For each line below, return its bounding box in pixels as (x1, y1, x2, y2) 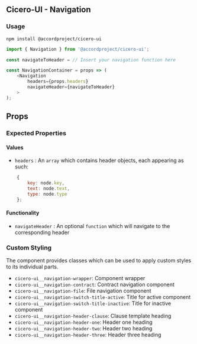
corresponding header (14, 229, 70, 236)
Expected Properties (6, 129, 67, 137)
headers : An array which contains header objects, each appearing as (14, 157, 185, 164)
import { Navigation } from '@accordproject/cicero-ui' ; (6, 46, 150, 52)
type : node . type (27, 191, 67, 197)
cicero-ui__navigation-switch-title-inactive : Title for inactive (14, 300, 172, 307)
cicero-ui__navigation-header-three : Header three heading (14, 331, 162, 339)
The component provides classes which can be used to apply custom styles (6, 257, 192, 264)
